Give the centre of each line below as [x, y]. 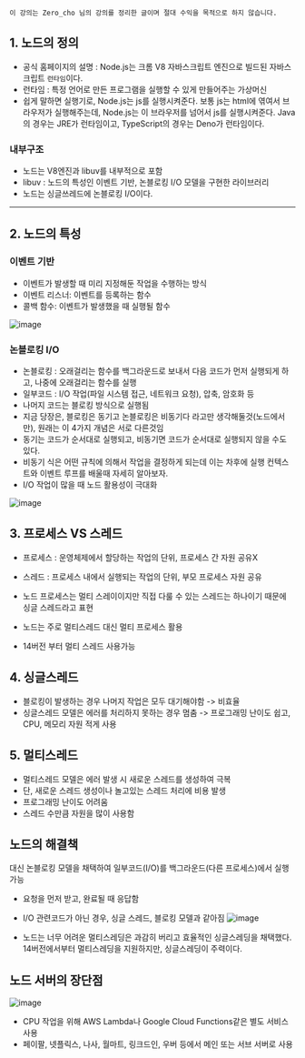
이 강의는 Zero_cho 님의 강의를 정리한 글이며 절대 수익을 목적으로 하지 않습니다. [143, 13]
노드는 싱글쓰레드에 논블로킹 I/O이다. [88, 194]
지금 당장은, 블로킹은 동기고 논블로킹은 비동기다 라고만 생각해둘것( [139, 417]
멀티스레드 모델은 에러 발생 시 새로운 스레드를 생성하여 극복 [127, 779]
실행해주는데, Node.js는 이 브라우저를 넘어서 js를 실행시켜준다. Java [175, 112]
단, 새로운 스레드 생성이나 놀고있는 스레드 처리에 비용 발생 [124, 791]
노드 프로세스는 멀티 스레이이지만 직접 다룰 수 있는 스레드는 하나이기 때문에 [155, 596]
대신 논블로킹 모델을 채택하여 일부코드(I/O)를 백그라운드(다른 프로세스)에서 [141, 868]
